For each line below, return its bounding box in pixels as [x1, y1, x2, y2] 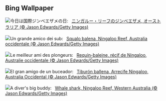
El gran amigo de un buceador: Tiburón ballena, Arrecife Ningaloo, [10, 68, 149, 74]
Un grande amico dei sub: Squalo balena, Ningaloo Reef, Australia [10, 35, 148, 41]
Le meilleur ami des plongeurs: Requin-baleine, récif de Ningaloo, [10, 52, 147, 58]
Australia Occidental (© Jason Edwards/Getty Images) [5, 74, 117, 80]
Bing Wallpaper [5, 4, 54, 12]
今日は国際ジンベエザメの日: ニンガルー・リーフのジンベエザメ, [10, 17, 143, 24]
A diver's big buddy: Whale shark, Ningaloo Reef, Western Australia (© [10, 85, 158, 91]
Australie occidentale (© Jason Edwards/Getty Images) [5, 57, 119, 63]
